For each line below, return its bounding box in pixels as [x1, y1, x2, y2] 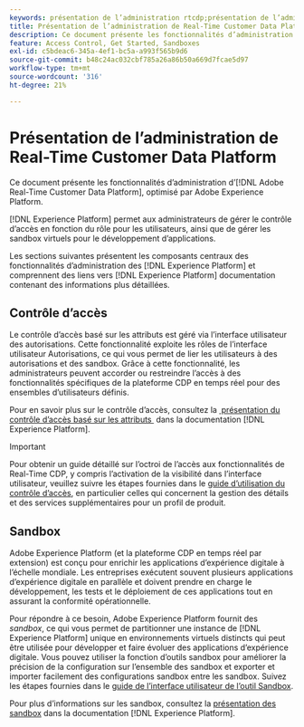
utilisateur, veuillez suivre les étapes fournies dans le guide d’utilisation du [9, 478, 285, 489]
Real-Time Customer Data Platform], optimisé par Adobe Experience [9, 187, 264, 197]
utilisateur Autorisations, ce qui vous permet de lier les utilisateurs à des [9, 349, 278, 359]
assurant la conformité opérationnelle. [9, 596, 151, 607]
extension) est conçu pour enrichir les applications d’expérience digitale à [9, 558, 285, 569]
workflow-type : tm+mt [9, 64, 91, 73]
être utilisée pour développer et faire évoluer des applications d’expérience [9, 642, 290, 653]
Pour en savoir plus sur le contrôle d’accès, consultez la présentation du [9, 405, 280, 416]
